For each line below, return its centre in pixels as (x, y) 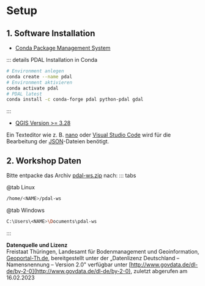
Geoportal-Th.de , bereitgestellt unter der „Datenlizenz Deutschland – (93, 258)
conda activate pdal (33, 88)
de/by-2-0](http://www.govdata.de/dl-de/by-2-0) (69, 271)
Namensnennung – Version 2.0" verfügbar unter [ (69, 265)
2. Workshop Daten (44, 161)
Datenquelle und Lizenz (37, 245)
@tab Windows (25, 210)
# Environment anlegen (35, 71)
